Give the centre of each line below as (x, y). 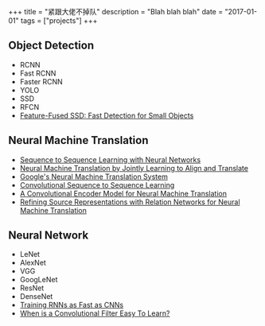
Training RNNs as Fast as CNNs (72, 305)
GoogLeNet (39, 280)
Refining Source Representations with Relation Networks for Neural (130, 202)
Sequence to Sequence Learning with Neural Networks (110, 159)
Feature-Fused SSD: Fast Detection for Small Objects (107, 115)
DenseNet (36, 297)
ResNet (32, 288)
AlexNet (33, 263)
